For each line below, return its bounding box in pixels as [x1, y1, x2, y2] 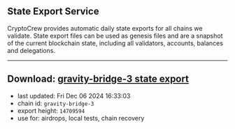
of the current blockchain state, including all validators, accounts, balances [7, 38, 224, 47]
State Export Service [7, 6, 99, 17]
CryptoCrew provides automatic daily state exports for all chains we [7, 24, 203, 32]
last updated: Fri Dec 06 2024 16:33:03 [17, 91, 131, 100]
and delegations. [7, 46, 56, 54]
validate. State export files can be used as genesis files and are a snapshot [7, 31, 223, 40]
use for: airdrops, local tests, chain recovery [17, 114, 145, 122]
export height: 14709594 [17, 106, 85, 114]
